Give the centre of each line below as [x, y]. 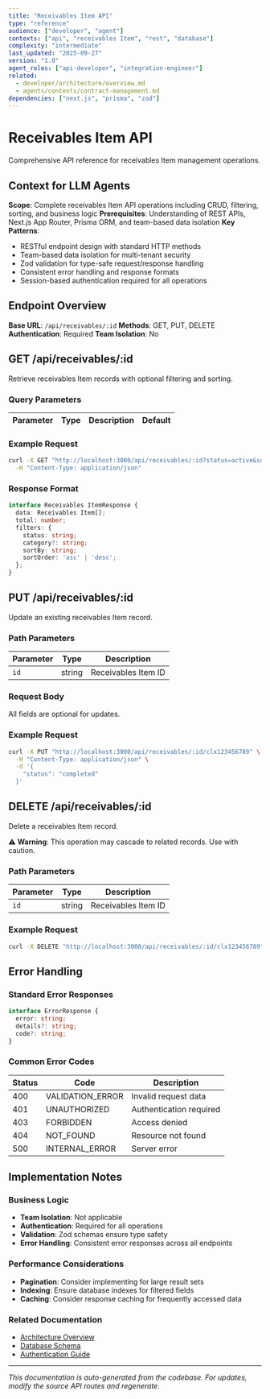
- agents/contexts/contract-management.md [88, 91]
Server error [155, 1149]
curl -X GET [28, 461]
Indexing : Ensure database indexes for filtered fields [107, 1290]
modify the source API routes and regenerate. [84, 1386]
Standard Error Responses [61, 994]
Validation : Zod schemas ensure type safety [94, 1235]
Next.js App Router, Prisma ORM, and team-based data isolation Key [122, 222]
